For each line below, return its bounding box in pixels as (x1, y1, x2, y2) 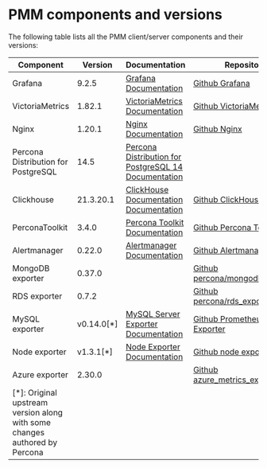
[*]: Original (12, 387, 57, 398)
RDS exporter (12, 291, 63, 302)
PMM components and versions (8, 6, 222, 24)
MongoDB (12, 263, 50, 274)
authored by (12, 436, 58, 447)
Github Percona (193, 221, 252, 232)
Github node (193, 346, 240, 357)
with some (12, 416, 52, 427)
